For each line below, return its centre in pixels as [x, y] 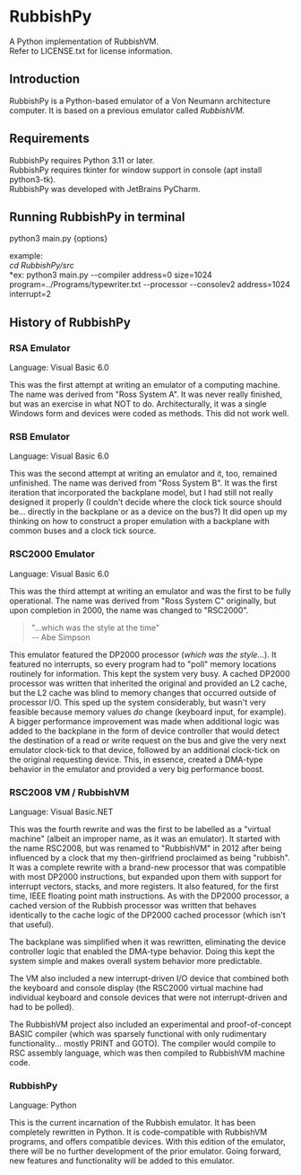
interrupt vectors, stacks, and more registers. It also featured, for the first [144, 886]
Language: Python [43, 1105]
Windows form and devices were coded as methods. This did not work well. [149, 414]
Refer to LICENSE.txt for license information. [91, 50]
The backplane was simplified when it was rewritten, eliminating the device [148, 942]
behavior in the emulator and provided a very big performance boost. [137, 768]
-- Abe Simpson [61, 637]
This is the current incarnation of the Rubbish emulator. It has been [133, 1123]
